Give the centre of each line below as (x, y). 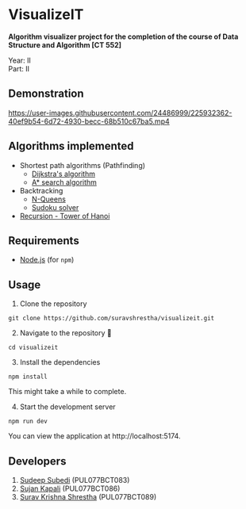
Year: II (20, 60)
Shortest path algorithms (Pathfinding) (82, 165)
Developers (37, 461)
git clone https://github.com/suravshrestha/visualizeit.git (111, 319)
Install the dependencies (60, 362)
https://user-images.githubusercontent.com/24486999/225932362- (120, 113)
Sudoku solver (55, 207)
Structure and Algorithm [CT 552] (65, 44)
